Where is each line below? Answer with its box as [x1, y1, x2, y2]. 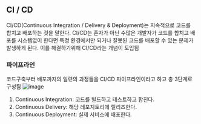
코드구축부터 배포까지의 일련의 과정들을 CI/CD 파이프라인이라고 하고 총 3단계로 [6, 75, 193, 83]
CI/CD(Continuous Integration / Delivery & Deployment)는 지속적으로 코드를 [6, 21, 191, 29]
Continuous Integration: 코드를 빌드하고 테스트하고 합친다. [15, 96, 155, 103]
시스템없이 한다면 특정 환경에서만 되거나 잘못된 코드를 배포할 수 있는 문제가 [17, 36, 194, 44]
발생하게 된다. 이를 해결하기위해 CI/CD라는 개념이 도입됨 [6, 44, 139, 51]
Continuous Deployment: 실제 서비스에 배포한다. [15, 111, 132, 118]
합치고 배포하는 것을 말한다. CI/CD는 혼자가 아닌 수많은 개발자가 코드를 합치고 [6, 29, 189, 36]
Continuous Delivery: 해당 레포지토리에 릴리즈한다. [15, 104, 137, 111]
